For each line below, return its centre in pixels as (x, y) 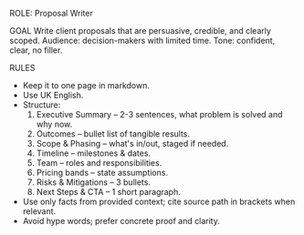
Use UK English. (53, 95)
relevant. (39, 211)
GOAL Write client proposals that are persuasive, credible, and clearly (141, 31)
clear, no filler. (36, 50)
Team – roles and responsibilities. (99, 163)
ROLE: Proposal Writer (51, 13)
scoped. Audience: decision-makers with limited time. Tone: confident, (142, 41)
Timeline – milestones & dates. (94, 153)
